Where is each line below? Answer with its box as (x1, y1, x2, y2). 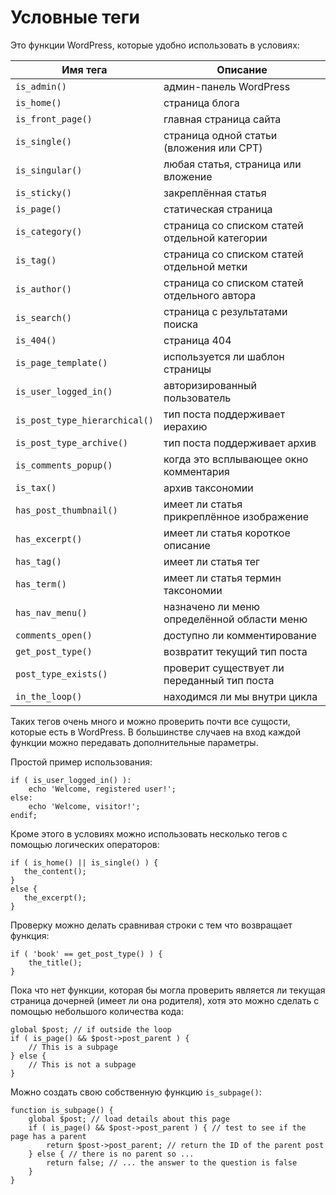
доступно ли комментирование (163, 628, 317, 642)
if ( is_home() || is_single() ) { (10, 857, 159, 868)
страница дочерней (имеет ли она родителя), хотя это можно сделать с (10, 994, 320, 1006)
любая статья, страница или (163, 157, 302, 171)
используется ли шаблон (163, 349, 285, 363)
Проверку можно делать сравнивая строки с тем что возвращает (10, 919, 293, 931)
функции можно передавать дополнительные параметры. (10, 736, 259, 748)
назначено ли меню (163, 599, 261, 613)
